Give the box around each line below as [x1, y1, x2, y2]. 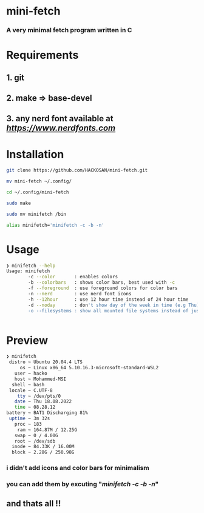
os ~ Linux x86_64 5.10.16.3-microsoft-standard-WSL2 [19, 365, 159, 371]
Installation [6, 147, 64, 161]
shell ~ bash [12, 381, 45, 387]
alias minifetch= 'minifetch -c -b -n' [6, 222, 104, 228]
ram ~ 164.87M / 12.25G [17, 426, 78, 433]
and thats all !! [6, 498, 61, 509]
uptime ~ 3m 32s [8, 415, 50, 422]
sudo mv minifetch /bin [6, 211, 67, 217]
